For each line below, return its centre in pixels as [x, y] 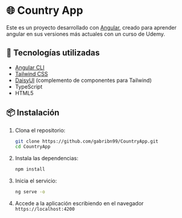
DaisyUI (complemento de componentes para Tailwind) [83, 80]
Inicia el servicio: [36, 181]
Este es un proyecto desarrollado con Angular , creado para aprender [91, 27]
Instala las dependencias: [46, 158]
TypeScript [29, 86]
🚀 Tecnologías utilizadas [53, 53]
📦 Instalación [33, 113]
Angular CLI [30, 67]
